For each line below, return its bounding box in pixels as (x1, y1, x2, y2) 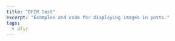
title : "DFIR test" (6, 8, 56, 15)
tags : (6, 20, 20, 26)
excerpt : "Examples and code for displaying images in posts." (6, 14, 170, 20)
